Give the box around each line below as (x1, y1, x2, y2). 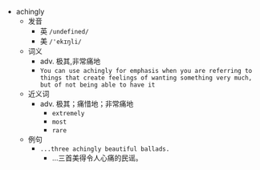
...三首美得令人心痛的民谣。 (51, 153, 143, 163)
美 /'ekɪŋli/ (39, 36, 82, 46)
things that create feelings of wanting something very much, (39, 74, 253, 82)
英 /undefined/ (39, 26, 90, 35)
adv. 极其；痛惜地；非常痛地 (39, 99, 134, 108)
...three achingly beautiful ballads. (39, 145, 170, 153)
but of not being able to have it (39, 81, 156, 89)
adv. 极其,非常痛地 (39, 56, 101, 66)
